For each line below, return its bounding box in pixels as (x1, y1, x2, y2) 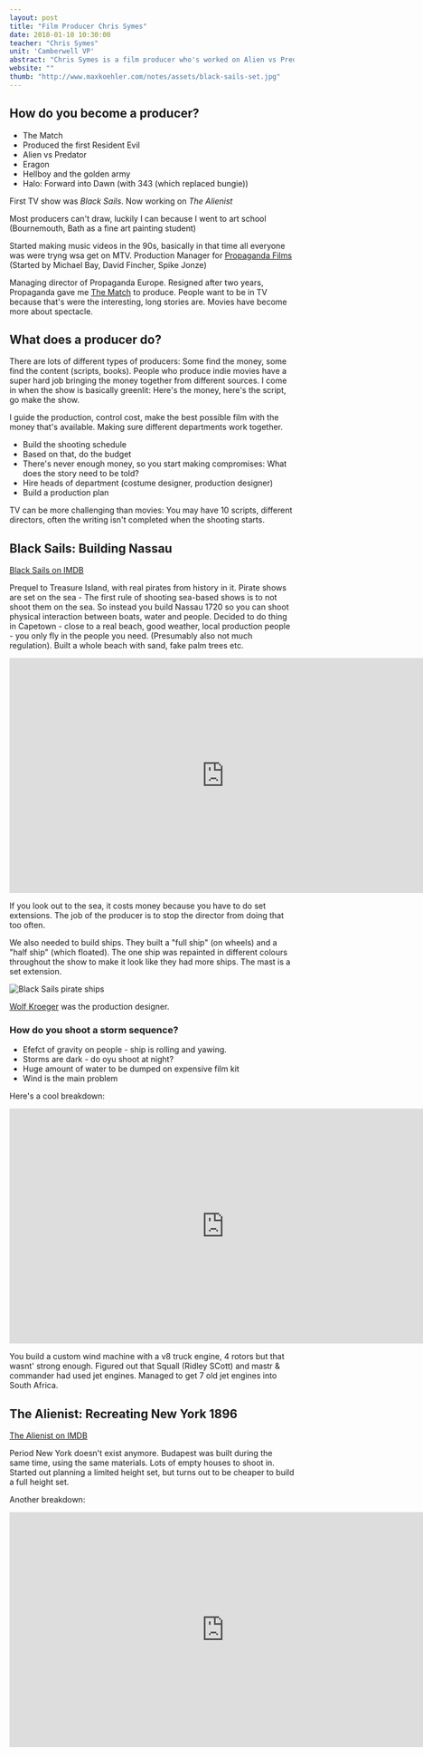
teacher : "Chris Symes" (9, 38, 99, 48)
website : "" (9, 64, 54, 73)
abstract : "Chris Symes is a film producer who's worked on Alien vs (9, 55, 277, 64)
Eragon (22, 158, 50, 169)
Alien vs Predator (22, 149, 88, 159)
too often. (9, 920, 46, 931)
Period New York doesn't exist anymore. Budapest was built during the (9, 1448, 273, 1459)
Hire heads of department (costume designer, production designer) (22, 477, 274, 489)
